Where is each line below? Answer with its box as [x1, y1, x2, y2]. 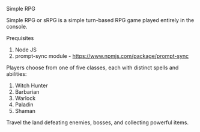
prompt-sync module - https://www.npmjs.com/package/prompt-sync [14, 53, 189, 59]
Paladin [14, 101, 34, 108]
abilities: [6, 70, 27, 77]
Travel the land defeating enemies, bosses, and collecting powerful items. [6, 119, 189, 126]
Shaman [14, 108, 36, 114]
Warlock [14, 95, 36, 102]
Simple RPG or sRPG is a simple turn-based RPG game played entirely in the [6, 17, 195, 23]
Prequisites [6, 35, 34, 41]
